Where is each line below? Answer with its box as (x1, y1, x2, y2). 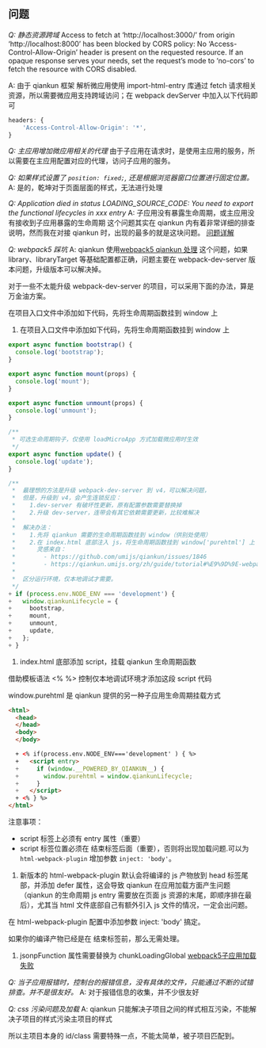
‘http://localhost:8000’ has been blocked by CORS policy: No (8, 39, 207, 48)
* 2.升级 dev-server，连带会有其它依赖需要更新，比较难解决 (11, 509, 199, 517)
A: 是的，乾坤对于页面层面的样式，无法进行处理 (8, 183, 163, 193)
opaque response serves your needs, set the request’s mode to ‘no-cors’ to (8, 55, 255, 65)
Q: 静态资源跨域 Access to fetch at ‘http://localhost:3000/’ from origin (8, 30, 235, 40)
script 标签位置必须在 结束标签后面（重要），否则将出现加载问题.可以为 (19, 843, 249, 854)
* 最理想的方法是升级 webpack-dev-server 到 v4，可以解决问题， (11, 487, 211, 495)
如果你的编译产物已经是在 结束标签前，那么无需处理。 (8, 934, 184, 943)
